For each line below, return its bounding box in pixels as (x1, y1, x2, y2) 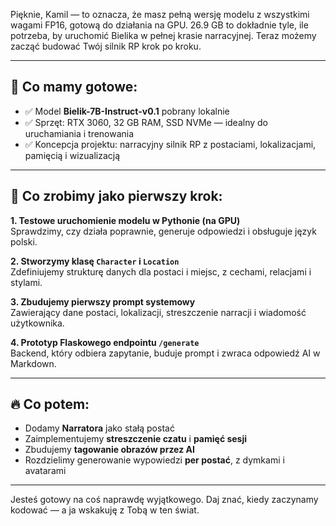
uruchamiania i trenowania (24, 127, 135, 139)
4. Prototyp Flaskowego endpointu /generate (10, 336, 200, 348)
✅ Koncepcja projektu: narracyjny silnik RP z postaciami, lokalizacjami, (24, 138, 317, 150)
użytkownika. (10, 317, 65, 329)
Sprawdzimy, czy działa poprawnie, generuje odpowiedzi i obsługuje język (10, 225, 317, 237)
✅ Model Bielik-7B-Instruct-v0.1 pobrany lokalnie (24, 105, 230, 117)
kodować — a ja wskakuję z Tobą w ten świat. (10, 504, 200, 516)
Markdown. (10, 357, 57, 369)
